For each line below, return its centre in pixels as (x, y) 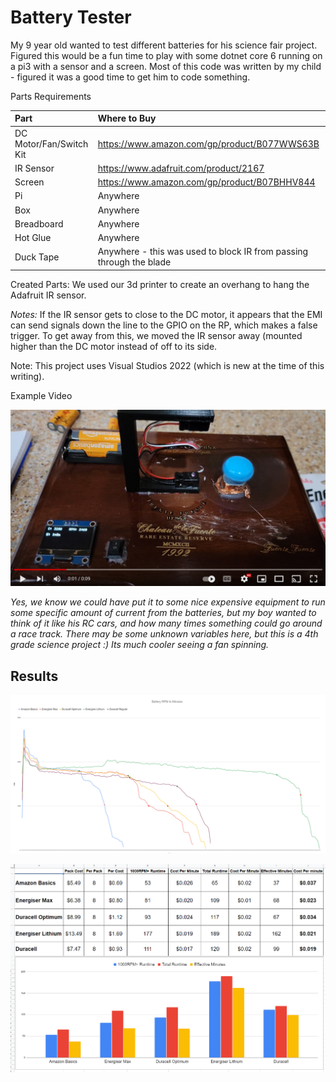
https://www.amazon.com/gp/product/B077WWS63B (208, 143)
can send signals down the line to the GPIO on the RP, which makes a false (164, 325)
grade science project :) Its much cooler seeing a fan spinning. (140, 645)
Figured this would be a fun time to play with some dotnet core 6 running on (166, 55)
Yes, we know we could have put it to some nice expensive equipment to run (168, 602)
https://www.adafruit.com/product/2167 (181, 168)
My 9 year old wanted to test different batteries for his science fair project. (164, 45)
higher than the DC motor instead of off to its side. (114, 346)
